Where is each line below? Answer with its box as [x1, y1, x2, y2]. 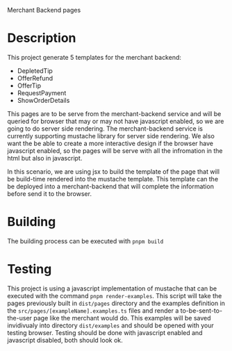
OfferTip [17, 81, 42, 90]
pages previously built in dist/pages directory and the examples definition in [7, 299, 226, 307]
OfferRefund [17, 74, 53, 82]
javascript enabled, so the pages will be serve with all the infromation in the [7, 146, 224, 155]
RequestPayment [17, 88, 67, 97]
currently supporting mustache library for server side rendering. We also [7, 131, 215, 140]
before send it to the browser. [7, 189, 92, 197]
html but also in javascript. [7, 154, 83, 162]
